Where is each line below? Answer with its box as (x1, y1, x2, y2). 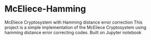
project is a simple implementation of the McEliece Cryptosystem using (4, 24, 147, 30)
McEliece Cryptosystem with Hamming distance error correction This (4, 19, 143, 25)
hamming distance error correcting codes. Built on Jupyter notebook (4, 29, 142, 35)
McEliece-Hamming (4, 3, 86, 14)
